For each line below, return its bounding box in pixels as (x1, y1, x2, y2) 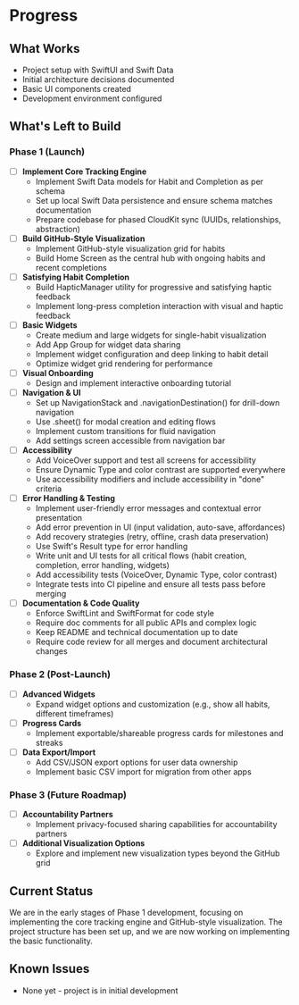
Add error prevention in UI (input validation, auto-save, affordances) (35, 522, 286, 532)
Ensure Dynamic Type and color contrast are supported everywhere (35, 465, 286, 475)
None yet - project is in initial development (21, 984, 179, 996)
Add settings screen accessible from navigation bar (35, 435, 226, 447)
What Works (9, 41, 80, 56)
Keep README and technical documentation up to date (35, 627, 238, 638)
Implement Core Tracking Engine (21, 166, 147, 177)
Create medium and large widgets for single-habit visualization (35, 330, 267, 340)
